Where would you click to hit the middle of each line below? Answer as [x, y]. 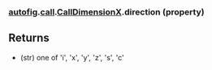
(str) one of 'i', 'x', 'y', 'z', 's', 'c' [72, 57]
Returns [29, 38]
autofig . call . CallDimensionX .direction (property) [106, 12]
